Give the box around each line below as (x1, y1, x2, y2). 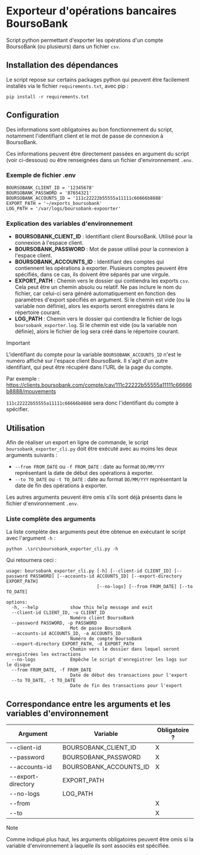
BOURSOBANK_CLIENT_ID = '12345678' (6, 185, 95, 191)
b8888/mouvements (6, 388, 57, 395)
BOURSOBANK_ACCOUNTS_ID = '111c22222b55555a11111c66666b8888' (6, 195, 164, 201)
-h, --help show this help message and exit (11, 605, 153, 611)
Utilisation (6, 423, 45, 433)
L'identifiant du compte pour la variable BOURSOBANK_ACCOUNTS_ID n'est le (6, 351, 182, 358)
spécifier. (6, 406, 29, 413)
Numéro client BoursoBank (70, 615, 135, 621)
